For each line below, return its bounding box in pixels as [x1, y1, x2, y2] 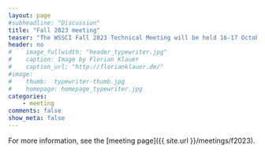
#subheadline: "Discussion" [8, 19, 101, 27]
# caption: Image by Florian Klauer [8, 56, 140, 64]
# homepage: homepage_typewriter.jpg [8, 84, 144, 93]
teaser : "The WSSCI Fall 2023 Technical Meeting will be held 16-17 [8, 33, 238, 42]
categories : [8, 92, 47, 100]
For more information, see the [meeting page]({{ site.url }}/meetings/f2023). [8, 136, 256, 145]
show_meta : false [8, 114, 65, 122]
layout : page [8, 11, 51, 20]
